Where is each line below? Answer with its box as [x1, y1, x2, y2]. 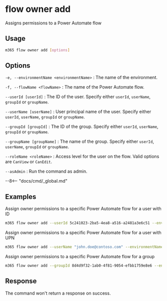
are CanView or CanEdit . [5, 159, 52, 165]
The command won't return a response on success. [5, 290, 111, 296]
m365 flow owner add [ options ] [5, 47, 70, 53]
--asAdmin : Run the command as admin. [5, 168, 87, 175]
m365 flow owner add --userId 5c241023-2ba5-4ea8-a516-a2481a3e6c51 [5, 220, 150, 226]
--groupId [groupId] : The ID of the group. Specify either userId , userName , [5, 123, 159, 130]
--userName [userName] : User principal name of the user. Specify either [5, 108, 152, 115]
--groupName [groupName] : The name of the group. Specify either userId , [5, 138, 154, 145]
